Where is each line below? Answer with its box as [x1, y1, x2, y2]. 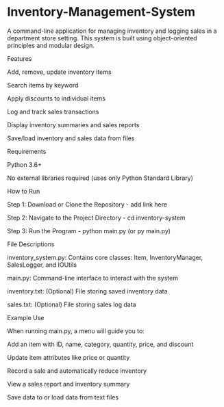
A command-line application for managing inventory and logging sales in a [7, 27, 217, 35]
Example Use [7, 313, 45, 321]
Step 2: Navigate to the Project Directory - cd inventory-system [7, 213, 186, 222]
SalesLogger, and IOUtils [7, 261, 77, 269]
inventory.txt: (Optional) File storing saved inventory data [7, 287, 168, 295]
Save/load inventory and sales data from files [7, 134, 135, 142]
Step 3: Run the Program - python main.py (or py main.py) [7, 226, 171, 235]
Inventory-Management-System [7, 4, 196, 20]
